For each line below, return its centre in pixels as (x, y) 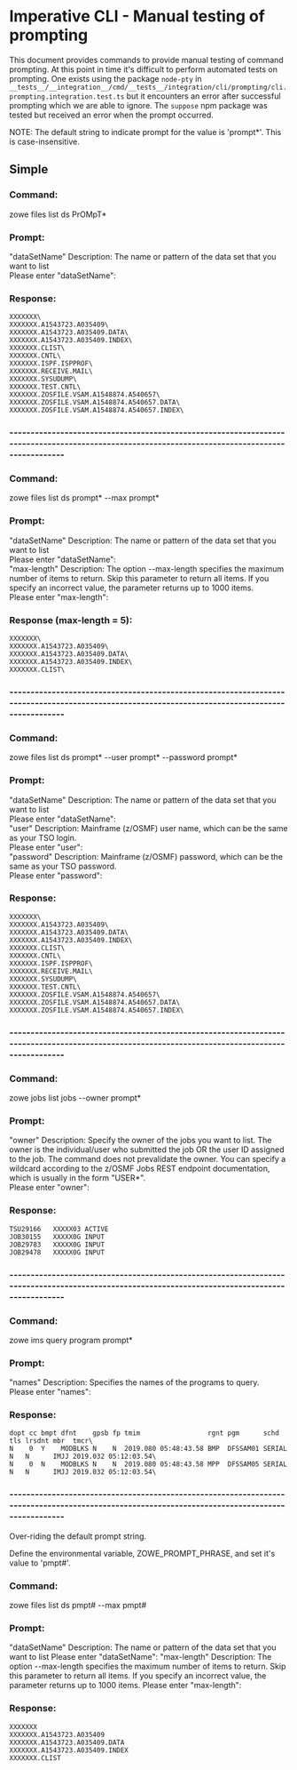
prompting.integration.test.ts (67, 96)
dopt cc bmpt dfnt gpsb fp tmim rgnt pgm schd (144, 1433)
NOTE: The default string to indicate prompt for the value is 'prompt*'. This (145, 132)
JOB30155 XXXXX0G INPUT (57, 1237)
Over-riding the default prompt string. (78, 1536)
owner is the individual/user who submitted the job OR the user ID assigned (147, 1149)
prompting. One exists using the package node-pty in (106, 78)
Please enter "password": (56, 875)
